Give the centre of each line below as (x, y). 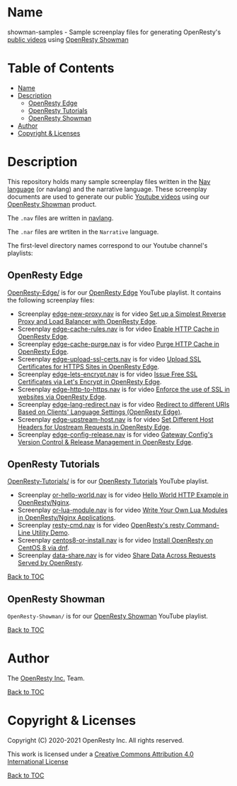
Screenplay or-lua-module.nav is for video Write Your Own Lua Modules (122, 510)
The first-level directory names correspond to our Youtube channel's (108, 245)
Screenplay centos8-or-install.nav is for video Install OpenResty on (115, 540)
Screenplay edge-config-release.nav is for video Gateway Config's (115, 435)
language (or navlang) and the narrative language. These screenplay (107, 189)
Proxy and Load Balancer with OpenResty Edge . (87, 321)
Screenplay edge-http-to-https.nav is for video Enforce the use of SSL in (123, 389)
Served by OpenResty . (50, 563)
